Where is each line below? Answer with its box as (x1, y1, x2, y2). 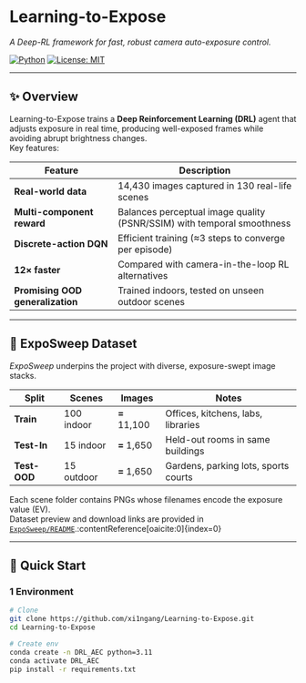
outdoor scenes (117, 295, 185, 308)
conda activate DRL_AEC (9, 656, 100, 666)
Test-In (14, 439, 48, 452)
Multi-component (14, 205, 94, 218)
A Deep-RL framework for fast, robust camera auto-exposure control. (9, 36, 271, 47)
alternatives (117, 269, 168, 281)
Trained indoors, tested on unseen (117, 284, 264, 297)
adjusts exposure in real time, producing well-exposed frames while (9, 123, 264, 134)
